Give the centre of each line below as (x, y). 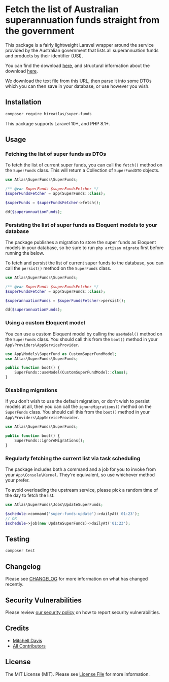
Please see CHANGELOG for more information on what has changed (77, 579)
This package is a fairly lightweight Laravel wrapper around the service (79, 45)
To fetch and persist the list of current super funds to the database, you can (84, 263)
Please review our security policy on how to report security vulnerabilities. (83, 612)
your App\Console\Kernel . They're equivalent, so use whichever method (80, 475)
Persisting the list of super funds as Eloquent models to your (81, 225)
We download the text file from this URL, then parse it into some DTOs (78, 81)
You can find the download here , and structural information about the (78, 65)
